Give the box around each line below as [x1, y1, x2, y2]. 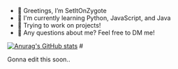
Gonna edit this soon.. [7, 55, 71, 63]
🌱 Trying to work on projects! [17, 21, 101, 29]
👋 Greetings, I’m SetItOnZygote [17, 7, 107, 14]
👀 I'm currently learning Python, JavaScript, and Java [17, 14, 171, 22]
